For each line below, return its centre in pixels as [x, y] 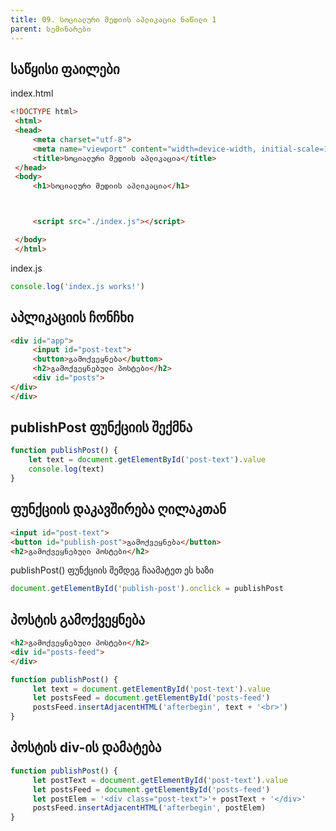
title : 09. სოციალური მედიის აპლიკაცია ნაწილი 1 [113, 19]
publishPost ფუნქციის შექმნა [101, 427]
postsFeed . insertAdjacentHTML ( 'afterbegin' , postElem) [149, 808]
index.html [32, 93]
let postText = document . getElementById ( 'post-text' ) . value [160, 780]
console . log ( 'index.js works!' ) [77, 286]
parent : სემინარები [51, 29]
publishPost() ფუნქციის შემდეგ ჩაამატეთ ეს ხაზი [112, 570]
